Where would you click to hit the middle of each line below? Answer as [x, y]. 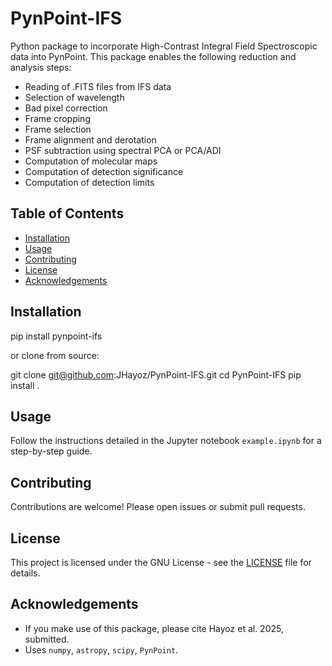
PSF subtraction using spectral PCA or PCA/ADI [123, 150]
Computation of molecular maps [91, 161]
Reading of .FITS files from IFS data [98, 86]
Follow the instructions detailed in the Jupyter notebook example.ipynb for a [166, 441]
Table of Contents [67, 213]
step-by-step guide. [51, 451]
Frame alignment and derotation [90, 139]
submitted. [47, 639]
